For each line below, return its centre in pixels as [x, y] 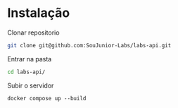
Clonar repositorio [33, 32]
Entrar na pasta [30, 59]
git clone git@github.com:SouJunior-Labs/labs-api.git [89, 45]
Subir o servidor [31, 85]
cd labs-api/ [26, 72]
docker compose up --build [47, 98]
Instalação [39, 13]
